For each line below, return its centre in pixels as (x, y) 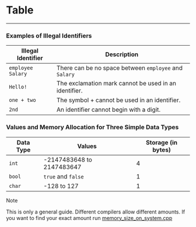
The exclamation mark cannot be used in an (116, 84)
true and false (64, 176)
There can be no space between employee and (119, 68)
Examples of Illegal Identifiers (49, 36)
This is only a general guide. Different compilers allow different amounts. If (96, 212)
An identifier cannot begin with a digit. (108, 110)
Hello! (18, 87)
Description (122, 54)
